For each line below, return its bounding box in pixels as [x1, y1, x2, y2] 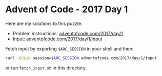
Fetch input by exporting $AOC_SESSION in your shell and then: [5, 45, 134, 52]
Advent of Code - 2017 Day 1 [5, 4, 128, 15]
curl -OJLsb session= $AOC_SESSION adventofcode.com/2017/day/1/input [5, 55, 157, 61]
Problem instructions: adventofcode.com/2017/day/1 [12, 30, 123, 36]
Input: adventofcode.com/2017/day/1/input [12, 36, 103, 42]
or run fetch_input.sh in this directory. [5, 65, 87, 71]
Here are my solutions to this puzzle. [5, 20, 83, 27]
